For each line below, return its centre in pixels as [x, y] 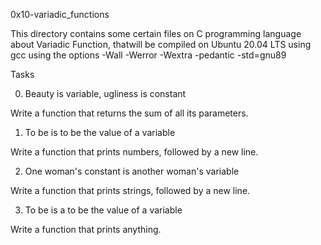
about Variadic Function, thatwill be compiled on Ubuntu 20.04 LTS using [161, 44]
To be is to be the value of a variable [100, 132]
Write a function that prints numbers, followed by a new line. [134, 152]
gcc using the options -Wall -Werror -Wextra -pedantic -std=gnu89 [148, 55]
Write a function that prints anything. [86, 229]
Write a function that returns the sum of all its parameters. [129, 113]
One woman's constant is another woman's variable [132, 171]
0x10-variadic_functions [60, 14]
